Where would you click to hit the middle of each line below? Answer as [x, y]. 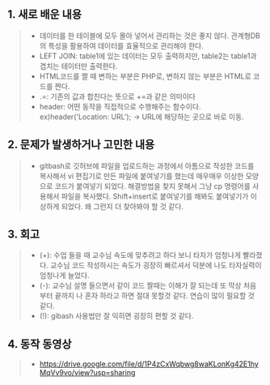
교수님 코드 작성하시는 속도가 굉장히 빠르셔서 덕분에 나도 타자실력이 [156, 265]
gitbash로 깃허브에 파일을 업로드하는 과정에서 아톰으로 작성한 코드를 [147, 165]
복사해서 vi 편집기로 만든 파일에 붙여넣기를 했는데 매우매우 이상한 [141, 176]
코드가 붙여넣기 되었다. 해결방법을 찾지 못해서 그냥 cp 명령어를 [153, 186]
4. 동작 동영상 [40, 344]
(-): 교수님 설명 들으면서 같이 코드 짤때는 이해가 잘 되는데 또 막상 [140, 285]
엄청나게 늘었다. [64, 276]
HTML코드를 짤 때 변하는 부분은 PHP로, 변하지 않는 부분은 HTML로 [145, 76]
